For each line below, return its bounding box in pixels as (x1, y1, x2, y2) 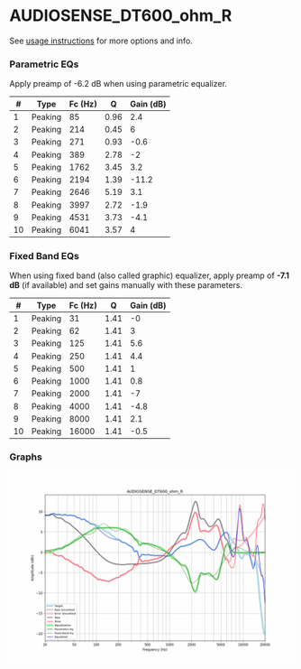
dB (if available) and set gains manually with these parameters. (9, 280, 243, 291)
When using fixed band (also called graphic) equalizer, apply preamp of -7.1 (9, 270, 290, 281)
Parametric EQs (9, 58, 79, 70)
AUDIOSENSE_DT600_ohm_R (9, 5, 233, 26)
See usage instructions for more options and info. (9, 35, 194, 46)
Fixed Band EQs (9, 249, 79, 262)
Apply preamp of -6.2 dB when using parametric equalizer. (9, 79, 228, 89)
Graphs (9, 451, 42, 463)
